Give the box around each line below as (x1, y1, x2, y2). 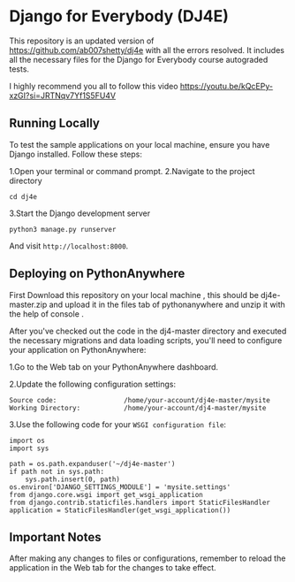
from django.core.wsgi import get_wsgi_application (9, 490, 203, 499)
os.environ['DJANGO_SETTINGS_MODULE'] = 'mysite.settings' (9, 482, 231, 492)
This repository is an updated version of (9, 35, 155, 46)
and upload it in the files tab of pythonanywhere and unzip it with (49, 299, 285, 310)
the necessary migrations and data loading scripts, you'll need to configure (9, 334, 283, 346)
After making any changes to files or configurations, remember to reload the (9, 553, 286, 563)
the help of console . (9, 308, 84, 319)
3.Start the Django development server (9, 208, 151, 218)
